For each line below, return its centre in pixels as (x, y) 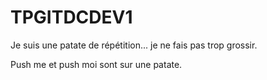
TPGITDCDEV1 (71, 17)
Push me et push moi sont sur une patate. (96, 64)
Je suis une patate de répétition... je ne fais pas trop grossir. (134, 45)
